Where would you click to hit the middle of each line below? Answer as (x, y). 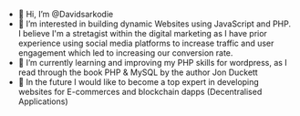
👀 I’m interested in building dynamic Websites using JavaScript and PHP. (155, 24)
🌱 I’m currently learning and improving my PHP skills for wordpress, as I (152, 63)
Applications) (43, 101)
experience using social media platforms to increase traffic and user (146, 43)
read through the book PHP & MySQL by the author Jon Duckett (138, 72)
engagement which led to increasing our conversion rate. (125, 53)
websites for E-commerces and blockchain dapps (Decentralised (140, 92)
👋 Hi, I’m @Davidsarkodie (66, 14)
